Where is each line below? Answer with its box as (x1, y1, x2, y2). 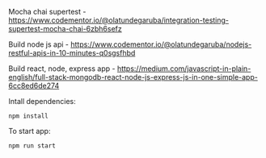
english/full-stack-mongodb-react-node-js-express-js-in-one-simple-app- (8, 73, 259, 81)
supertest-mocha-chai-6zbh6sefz (8, 24, 123, 33)
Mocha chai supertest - (8, 7, 87, 16)
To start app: (8, 127, 51, 135)
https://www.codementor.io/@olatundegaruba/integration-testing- (8, 15, 229, 25)
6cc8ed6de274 (8, 81, 60, 90)
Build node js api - (8, 39, 69, 49)
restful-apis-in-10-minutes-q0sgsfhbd (8, 48, 136, 57)
